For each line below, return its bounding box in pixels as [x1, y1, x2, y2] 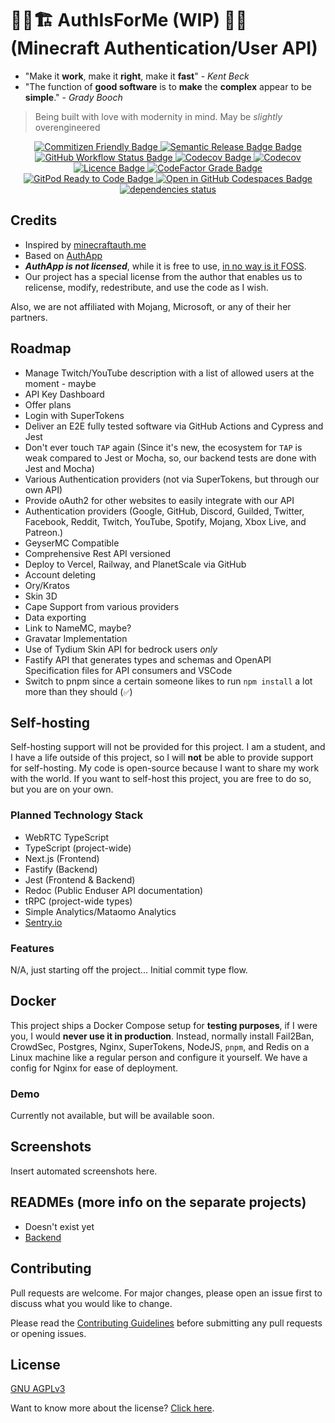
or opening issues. [10, 1327, 87, 1339]
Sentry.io [24, 916, 63, 928]
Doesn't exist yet [24, 1220, 95, 1232]
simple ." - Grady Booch [24, 91, 123, 103]
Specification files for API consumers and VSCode [24, 664, 233, 676]
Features [10, 941, 55, 955]
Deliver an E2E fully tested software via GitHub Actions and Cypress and [24, 420, 324, 432]
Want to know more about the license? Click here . [10, 1402, 215, 1414]
